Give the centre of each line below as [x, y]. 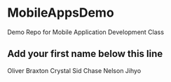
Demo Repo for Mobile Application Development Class [86, 32]
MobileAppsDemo [61, 13]
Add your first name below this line [85, 54]
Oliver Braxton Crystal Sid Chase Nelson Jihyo [74, 70]
